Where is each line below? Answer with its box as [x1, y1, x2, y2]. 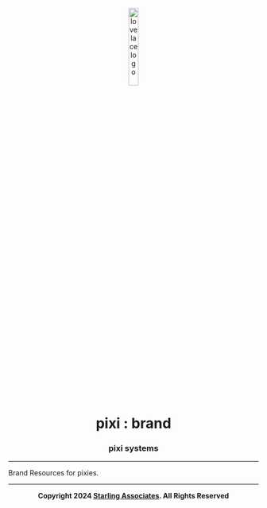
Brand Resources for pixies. [8, 468, 99, 478]
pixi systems [108, 443, 159, 454]
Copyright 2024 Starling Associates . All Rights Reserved [37, 491, 230, 501]
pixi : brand [95, 414, 172, 432]
